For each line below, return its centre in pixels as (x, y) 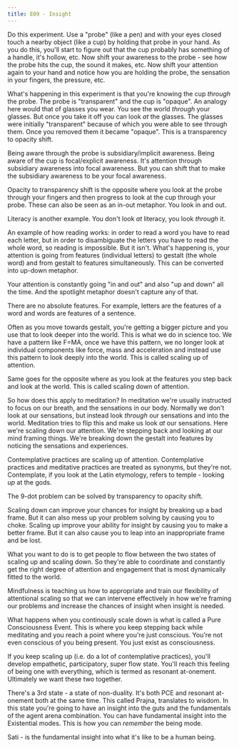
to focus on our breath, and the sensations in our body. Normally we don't (116, 408)
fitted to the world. (35, 577)
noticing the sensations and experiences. (68, 445)
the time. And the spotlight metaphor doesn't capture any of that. (103, 292)
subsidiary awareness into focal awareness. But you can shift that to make (117, 168)
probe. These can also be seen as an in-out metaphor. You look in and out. (117, 205)
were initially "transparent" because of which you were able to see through (117, 124)
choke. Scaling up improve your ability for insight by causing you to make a (118, 525)
